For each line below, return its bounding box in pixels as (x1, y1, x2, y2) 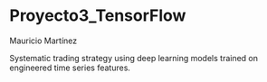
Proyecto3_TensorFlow (9, 5, 186, 26)
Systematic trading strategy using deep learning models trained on (9, 52, 259, 63)
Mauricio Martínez (9, 35, 78, 46)
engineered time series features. (9, 62, 131, 73)
